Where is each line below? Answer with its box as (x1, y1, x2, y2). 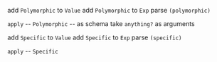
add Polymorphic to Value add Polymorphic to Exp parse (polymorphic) (7, 6, 211, 14)
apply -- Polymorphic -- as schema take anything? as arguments (7, 20, 195, 27)
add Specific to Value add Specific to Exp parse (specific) (7, 33, 182, 42)
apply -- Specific (7, 47, 58, 55)
